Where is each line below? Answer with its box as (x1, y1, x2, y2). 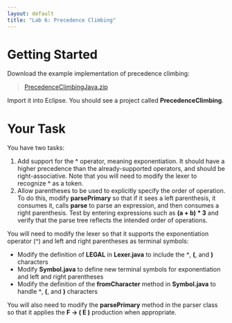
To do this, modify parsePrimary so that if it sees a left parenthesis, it (17, 194, 216, 202)
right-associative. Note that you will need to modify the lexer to (17, 172, 197, 181)
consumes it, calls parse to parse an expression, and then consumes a (17, 201, 220, 210)
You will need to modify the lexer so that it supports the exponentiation (7, 230, 209, 238)
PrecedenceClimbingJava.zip (24, 83, 109, 91)
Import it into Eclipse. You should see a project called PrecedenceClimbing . (7, 97, 224, 105)
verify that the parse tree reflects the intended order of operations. (17, 216, 208, 224)
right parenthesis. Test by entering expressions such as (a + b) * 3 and (17, 209, 220, 217)
